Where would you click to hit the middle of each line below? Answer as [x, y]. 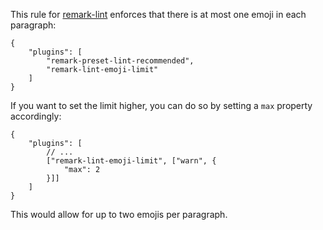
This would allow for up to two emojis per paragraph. [119, 214]
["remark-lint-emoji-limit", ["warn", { [131, 161]
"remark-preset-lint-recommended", [120, 61]
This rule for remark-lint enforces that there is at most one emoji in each [158, 14]
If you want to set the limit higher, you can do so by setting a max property [161, 105]
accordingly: [36, 116]
